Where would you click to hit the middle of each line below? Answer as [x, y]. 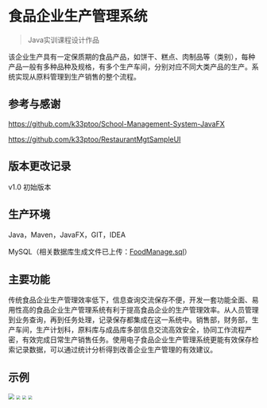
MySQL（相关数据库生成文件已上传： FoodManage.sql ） [100, 252]
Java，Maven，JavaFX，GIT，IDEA [67, 235]
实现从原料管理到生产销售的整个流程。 [77, 76]
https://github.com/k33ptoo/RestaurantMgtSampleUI [95, 139]
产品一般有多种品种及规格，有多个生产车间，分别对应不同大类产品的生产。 [130, 66]
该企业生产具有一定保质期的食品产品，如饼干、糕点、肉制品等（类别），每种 [132, 56]
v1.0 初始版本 [30, 187]
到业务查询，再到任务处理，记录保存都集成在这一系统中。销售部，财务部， [130, 320]
